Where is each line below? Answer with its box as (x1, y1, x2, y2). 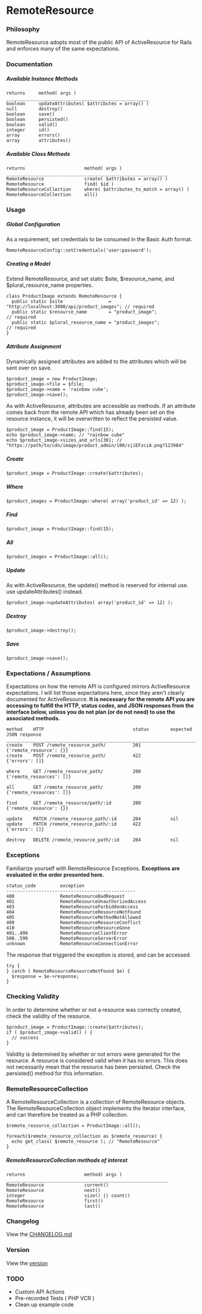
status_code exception (6, 883, 85, 889)
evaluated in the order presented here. (6, 871, 105, 878)
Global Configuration (6, 220, 60, 227)
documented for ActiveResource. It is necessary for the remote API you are (6, 696, 195, 703)
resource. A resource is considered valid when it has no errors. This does (6, 1056, 188, 1064)
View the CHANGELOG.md (6, 1231, 72, 1238)
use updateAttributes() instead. (6, 588, 83, 596)
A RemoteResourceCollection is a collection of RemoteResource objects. (6, 1099, 186, 1106)
